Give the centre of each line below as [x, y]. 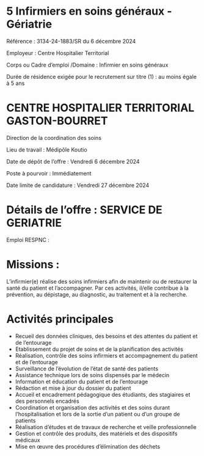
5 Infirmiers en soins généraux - [89, 11]
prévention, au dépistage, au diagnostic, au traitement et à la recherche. [97, 294]
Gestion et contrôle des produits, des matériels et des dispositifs [96, 433]
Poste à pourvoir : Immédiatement [49, 173]
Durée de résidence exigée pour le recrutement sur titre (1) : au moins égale [101, 76]
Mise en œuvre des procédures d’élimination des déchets [88, 446]
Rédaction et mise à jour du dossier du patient [73, 388]
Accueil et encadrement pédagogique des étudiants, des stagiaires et [103, 394]
